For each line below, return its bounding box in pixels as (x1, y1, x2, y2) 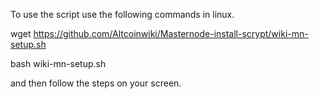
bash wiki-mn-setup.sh (10, 58, 107, 69)
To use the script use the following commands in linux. (10, 9, 235, 20)
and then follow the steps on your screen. (10, 77, 182, 89)
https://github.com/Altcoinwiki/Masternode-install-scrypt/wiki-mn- (33, 28, 309, 39)
